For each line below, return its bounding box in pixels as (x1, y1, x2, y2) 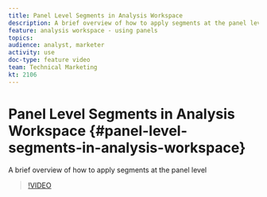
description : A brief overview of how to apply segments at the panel (8, 19, 247, 27)
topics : (8, 33, 34, 42)
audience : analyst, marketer (8, 41, 105, 49)
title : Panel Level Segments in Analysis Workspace (8, 11, 183, 20)
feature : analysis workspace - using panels (8, 26, 158, 34)
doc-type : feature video (8, 56, 91, 64)
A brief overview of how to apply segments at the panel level (8, 164, 207, 175)
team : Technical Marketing (8, 64, 98, 71)
